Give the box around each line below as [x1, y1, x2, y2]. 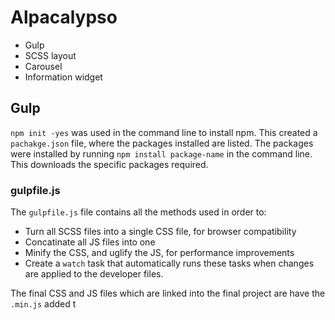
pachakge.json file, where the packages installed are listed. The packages [10, 137, 314, 149]
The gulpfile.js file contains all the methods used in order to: [10, 206, 267, 218]
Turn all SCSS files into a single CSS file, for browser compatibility [24, 226, 297, 238]
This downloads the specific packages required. [10, 158, 209, 170]
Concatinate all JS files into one [24, 236, 156, 248]
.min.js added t [10, 298, 77, 310]
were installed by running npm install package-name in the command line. [10, 147, 313, 160]
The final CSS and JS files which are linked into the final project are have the [10, 287, 326, 300]
